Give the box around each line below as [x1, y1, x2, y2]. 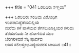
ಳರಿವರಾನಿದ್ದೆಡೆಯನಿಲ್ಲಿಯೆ [5, 20, 40, 25]
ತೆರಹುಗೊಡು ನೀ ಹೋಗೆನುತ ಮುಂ [5, 30, 54, 36]
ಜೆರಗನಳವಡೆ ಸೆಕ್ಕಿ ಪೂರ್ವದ [5, 36, 43, 42]
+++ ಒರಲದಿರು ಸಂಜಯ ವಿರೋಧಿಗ [5, 14, 58, 20]
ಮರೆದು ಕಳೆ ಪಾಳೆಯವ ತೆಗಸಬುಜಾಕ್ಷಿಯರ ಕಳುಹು [5, 25, 74, 31]
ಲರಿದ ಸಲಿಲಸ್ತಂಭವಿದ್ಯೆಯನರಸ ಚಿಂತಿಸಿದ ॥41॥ [5, 42, 71, 47]
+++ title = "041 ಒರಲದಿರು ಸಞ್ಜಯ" [5, 4, 67, 10]
